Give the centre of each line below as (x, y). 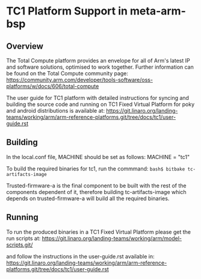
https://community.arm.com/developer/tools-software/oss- (80, 80)
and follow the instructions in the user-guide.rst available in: (80, 256)
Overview (25, 46)
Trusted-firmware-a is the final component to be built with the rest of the (96, 186)
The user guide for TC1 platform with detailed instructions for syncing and (98, 98)
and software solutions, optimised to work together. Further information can (100, 67)
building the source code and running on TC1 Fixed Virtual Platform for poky (100, 104)
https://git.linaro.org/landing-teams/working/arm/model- (112, 238)
